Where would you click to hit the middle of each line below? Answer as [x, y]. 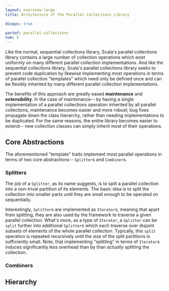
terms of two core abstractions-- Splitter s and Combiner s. [66, 159]
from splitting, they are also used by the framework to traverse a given [78, 215]
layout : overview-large [30, 10]
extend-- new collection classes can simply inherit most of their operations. [84, 126]
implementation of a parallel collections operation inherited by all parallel [81, 105]
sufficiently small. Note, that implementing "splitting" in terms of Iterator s [82, 242]
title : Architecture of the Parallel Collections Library [67, 15]
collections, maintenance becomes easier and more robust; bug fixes [77, 110]
